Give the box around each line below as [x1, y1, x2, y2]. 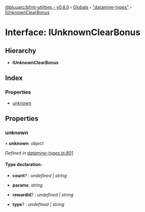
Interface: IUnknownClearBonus [5, 27, 141, 38]
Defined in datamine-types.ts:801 [5, 150, 73, 156]
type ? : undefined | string [12, 201, 64, 207]
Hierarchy [5, 47, 37, 55]
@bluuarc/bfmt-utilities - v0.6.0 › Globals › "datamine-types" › [5, 4, 132, 10]
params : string [12, 182, 43, 188]
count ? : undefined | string [12, 172, 67, 178]
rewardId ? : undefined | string [12, 192, 74, 198]
